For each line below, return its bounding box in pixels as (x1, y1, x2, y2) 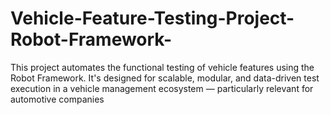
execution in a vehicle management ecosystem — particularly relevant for (10, 82, 314, 94)
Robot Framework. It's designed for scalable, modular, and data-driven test (10, 72, 320, 84)
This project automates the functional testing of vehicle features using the (10, 61, 315, 73)
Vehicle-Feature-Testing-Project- (10, 7, 295, 30)
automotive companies (10, 93, 105, 105)
